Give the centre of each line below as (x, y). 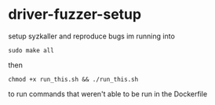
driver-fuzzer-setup (75, 14)
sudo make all (31, 50)
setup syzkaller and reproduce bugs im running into (91, 36)
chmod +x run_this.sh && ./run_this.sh (73, 79)
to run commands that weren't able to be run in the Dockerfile (108, 94)
